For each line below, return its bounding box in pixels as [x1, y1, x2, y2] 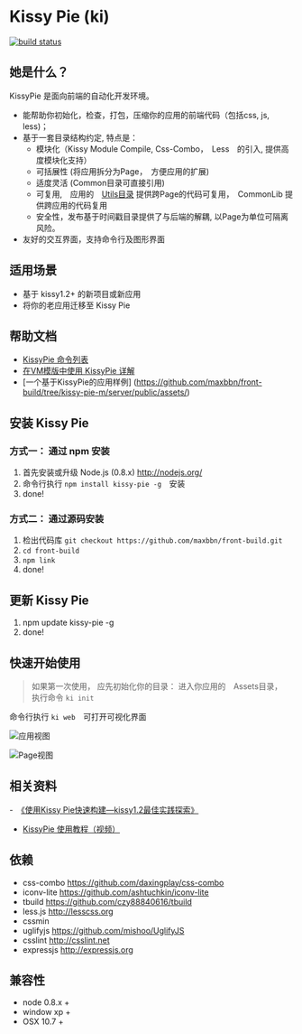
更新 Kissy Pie [9, 592, 89, 608]
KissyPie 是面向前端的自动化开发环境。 [9, 90, 155, 101]
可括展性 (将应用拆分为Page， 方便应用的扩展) [35, 165, 210, 177]
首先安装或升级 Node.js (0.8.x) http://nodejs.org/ [22, 467, 203, 478]
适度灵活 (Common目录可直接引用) [35, 177, 165, 188]
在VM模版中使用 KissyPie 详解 [22, 366, 135, 377]
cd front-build [22, 546, 80, 556]
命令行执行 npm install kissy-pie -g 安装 [22, 479, 186, 489]
